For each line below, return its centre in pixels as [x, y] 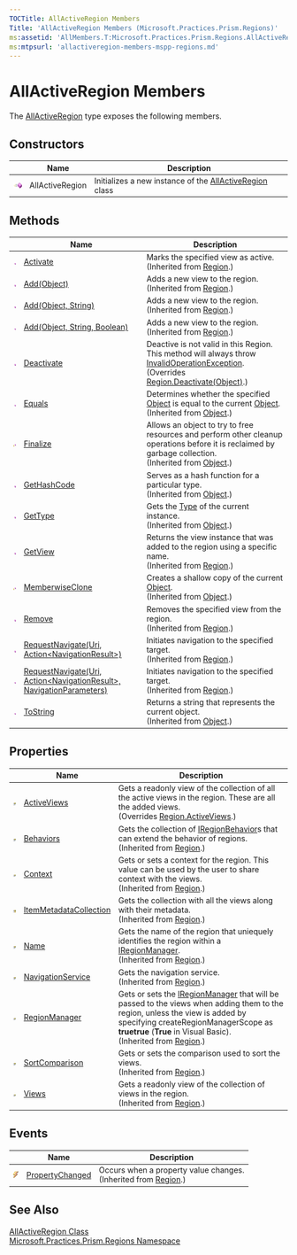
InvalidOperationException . [195, 362]
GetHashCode [49, 484]
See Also [34, 1210]
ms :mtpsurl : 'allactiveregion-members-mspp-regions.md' [114, 47]
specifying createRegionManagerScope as [196, 1022]
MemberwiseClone [58, 587]
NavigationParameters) [65, 690]
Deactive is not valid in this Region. [209, 344]
